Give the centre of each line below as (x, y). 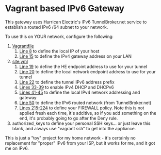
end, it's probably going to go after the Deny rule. (68, 118)
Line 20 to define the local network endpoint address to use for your (88, 71)
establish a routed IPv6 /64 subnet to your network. (56, 27)
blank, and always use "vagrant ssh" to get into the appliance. (74, 128)
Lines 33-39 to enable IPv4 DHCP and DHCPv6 (66, 87)
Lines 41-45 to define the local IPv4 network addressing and (80, 92)
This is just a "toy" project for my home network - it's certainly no (70, 138)
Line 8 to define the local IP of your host (59, 51)
